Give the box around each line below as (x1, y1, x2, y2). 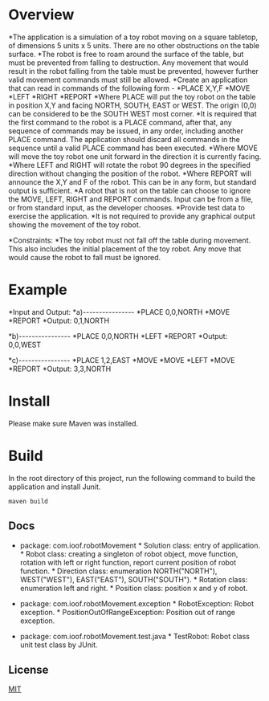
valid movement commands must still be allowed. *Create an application (8, 75, 248, 84)
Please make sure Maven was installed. (8, 418, 139, 428)
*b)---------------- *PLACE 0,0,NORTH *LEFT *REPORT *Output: (8, 331, 228, 340)
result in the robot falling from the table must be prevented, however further (8, 66, 259, 75)
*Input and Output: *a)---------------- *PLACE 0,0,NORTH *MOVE (8, 307, 230, 316)
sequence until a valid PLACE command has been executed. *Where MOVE (8, 143, 259, 153)
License (8, 662, 49, 676)
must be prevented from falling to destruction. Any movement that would (8, 58, 249, 67)
